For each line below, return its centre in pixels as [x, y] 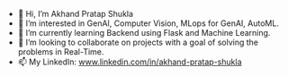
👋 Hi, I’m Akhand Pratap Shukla [75, 14]
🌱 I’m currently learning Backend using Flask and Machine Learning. [144, 33]
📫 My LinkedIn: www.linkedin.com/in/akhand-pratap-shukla [130, 62]
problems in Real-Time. [61, 52]
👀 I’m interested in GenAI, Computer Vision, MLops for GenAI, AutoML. [148, 23]
